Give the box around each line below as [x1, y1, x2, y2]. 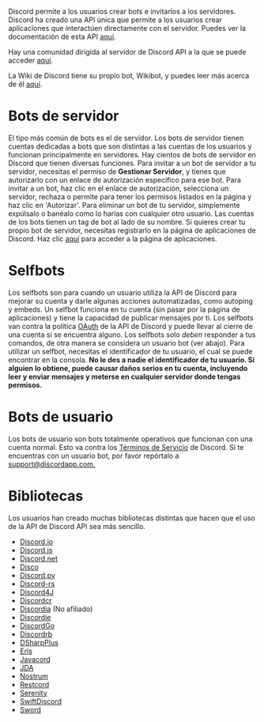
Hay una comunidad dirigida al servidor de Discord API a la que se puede [8, 47, 247, 56]
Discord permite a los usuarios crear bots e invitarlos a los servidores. [8, 7, 236, 16]
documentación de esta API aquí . [8, 32, 116, 41]
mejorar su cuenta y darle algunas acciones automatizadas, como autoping [8, 296, 253, 305]
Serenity [19, 688, 47, 697]
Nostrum [19, 671, 49, 681]
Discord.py [19, 570, 55, 580]
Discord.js [19, 545, 53, 554]
